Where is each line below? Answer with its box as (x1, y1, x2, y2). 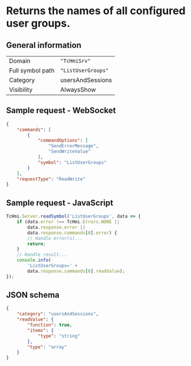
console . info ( (17, 258, 51, 263)
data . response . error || (27, 224, 85, 230)
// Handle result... (17, 252, 67, 258)
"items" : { (27, 327, 54, 334)
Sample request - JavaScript (6, 197, 114, 207)
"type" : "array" (27, 344, 67, 350)
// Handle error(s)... (27, 235, 83, 241)
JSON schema (6, 290, 60, 300)
